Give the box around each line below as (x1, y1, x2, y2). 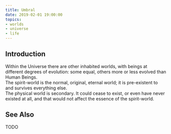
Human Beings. (5, 74, 38, 80)
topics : (5, 17, 22, 22)
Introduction (5, 50, 46, 58)
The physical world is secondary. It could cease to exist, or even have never (5, 90, 165, 96)
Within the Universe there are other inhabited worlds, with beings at (5, 63, 148, 69)
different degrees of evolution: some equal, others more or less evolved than (5, 69, 166, 75)
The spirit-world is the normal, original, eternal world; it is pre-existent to (5, 79, 158, 85)
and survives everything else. (5, 85, 67, 91)
